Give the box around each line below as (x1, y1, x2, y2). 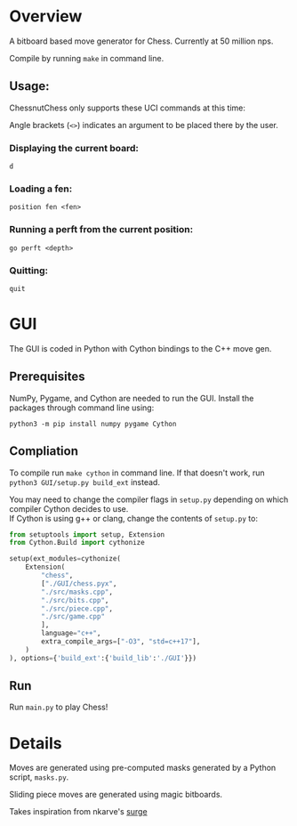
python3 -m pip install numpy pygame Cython (9, 419, 177, 428)
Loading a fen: (9, 182, 73, 195)
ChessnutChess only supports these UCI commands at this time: (9, 102, 246, 113)
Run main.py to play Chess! (9, 701, 108, 713)
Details (9, 733, 62, 753)
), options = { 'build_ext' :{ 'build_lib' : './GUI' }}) (9, 653, 197, 662)
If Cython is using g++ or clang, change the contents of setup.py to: (9, 513, 258, 523)
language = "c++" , (41, 629, 101, 638)
